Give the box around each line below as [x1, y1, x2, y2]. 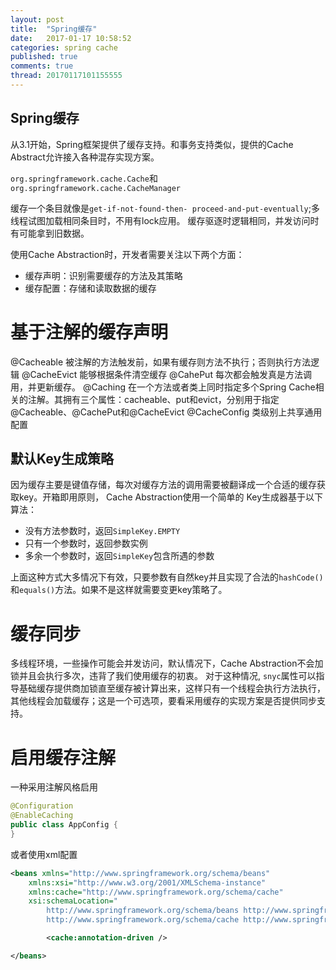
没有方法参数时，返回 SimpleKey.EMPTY [24, 525, 181, 537]
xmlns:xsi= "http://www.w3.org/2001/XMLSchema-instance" [28, 877, 267, 888]
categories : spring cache [10, 42, 118, 53]
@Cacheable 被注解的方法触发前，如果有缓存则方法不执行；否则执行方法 [10, 356, 312, 368]
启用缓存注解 [10, 746, 117, 769]
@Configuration [10, 801, 74, 811]
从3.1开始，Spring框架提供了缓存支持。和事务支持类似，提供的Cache [10, 138, 294, 150]
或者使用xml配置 [10, 848, 78, 860]
